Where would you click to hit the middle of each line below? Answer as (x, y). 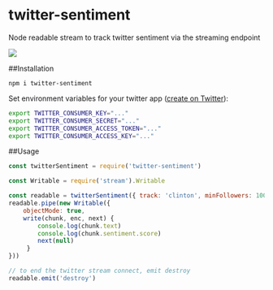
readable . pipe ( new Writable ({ (60, 203)
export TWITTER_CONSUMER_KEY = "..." (69, 113)
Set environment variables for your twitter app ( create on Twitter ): (119, 98)
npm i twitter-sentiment (50, 83)
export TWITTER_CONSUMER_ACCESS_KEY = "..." (81, 136)
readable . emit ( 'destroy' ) (52, 278)
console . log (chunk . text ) (80, 226)
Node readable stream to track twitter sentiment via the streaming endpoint (134, 37)
